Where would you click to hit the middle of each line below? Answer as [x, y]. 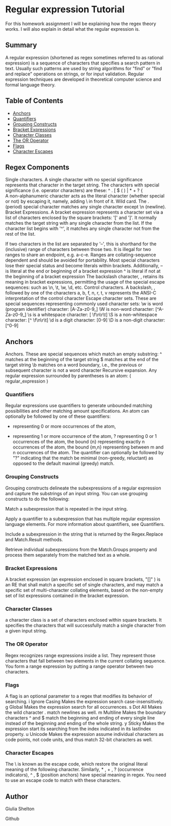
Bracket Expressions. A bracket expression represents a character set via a [84, 212]
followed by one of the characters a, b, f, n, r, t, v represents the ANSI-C [81, 293]
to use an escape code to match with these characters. [63, 780]
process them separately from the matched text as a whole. [68, 555]
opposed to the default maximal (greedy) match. [64, 463]
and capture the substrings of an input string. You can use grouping [77, 493]
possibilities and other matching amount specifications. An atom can [77, 411]
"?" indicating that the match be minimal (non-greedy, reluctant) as [83, 458]
